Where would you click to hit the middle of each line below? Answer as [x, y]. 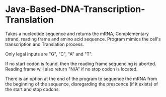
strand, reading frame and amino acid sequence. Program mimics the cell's [83, 39]
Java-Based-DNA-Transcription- [75, 9]
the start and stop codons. [33, 89]
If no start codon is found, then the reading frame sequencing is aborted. [81, 63]
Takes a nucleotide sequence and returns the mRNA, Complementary [77, 33]
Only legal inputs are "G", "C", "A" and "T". [49, 54]
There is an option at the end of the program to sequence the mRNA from [81, 78]
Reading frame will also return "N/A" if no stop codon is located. [71, 69]
